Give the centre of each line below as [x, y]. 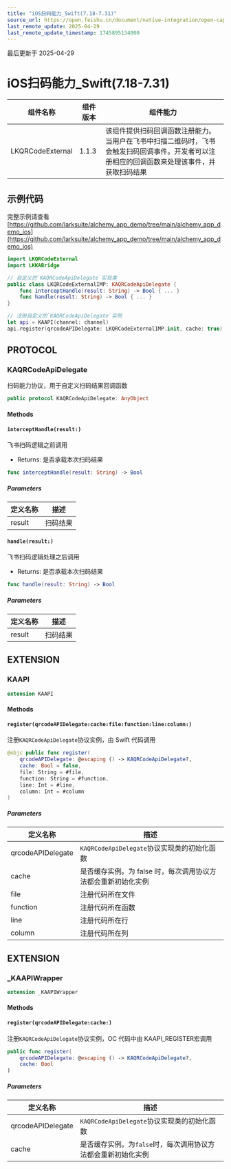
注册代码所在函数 [108, 908]
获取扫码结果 [126, 172]
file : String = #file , [52, 772]
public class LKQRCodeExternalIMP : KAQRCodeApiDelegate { [92, 284]
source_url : [24, 20]
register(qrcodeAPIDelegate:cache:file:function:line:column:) [100, 724]
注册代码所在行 [104, 920]
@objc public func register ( [49, 753]
